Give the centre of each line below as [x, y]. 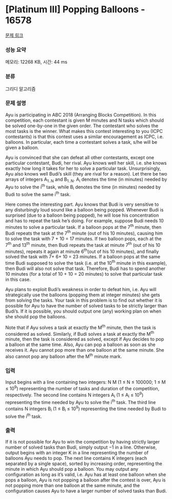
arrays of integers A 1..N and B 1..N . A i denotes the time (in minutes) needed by [86, 180]
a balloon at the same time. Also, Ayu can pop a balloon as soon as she [80, 344]
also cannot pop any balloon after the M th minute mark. [64, 356]
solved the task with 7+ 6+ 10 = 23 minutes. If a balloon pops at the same [83, 257]
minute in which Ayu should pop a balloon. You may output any [72, 469]
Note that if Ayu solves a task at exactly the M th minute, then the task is [81, 327]
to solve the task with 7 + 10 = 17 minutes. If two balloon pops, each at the [83, 239]
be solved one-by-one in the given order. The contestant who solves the [82, 126]
